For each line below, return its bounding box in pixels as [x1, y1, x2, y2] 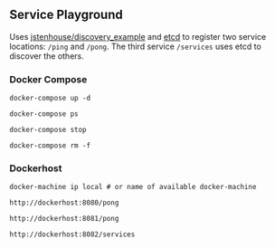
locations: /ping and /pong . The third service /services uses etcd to [9, 41, 262, 52]
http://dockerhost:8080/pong [9, 198, 119, 207]
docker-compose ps [9, 110, 79, 119]
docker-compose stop [9, 126, 88, 135]
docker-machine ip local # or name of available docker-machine [9, 183, 257, 192]
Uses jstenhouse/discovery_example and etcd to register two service [9, 31, 267, 42]
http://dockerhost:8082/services [9, 230, 136, 239]
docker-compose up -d [9, 94, 91, 103]
